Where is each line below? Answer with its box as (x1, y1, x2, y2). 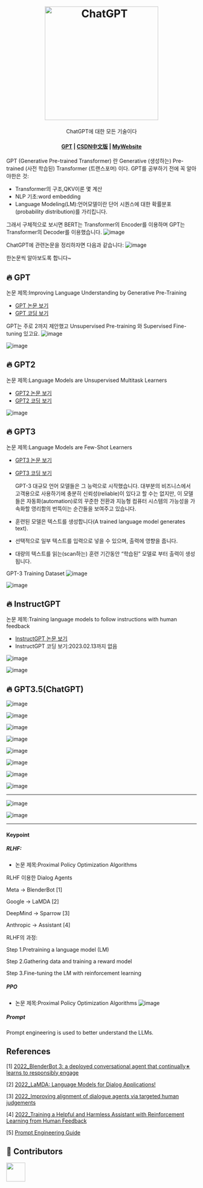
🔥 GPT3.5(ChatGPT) (6, 684, 84, 694)
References (6, 1046, 51, 1057)
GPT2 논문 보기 (14, 389, 53, 396)
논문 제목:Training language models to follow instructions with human (6, 616, 177, 623)
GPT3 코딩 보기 (14, 469, 53, 476)
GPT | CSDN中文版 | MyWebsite (61, 142, 142, 150)
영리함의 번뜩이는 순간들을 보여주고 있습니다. (31, 505, 137, 512)
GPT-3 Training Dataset (6, 570, 65, 577)
